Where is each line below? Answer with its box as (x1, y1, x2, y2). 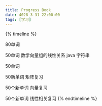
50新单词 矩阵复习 (5, 74, 44, 80)
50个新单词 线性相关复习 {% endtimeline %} (5, 95, 97, 102)
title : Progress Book (5, 7, 51, 13)
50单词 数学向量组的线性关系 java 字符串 (5, 52, 90, 59)
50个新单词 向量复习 (5, 85, 48, 91)
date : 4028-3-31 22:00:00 (5, 12, 60, 17)
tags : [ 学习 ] (5, 17, 31, 22)
